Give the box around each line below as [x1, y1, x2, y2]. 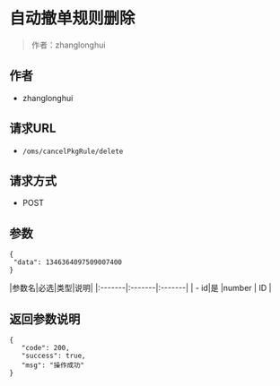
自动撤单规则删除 [9, 8, 136, 29]
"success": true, [21, 351, 87, 360]
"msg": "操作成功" [21, 361, 85, 370]
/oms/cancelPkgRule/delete [22, 147, 124, 156]
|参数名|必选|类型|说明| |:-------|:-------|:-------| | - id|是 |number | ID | [9, 283, 272, 294]
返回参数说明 [9, 311, 81, 327]
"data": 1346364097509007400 [13, 258, 123, 267]
